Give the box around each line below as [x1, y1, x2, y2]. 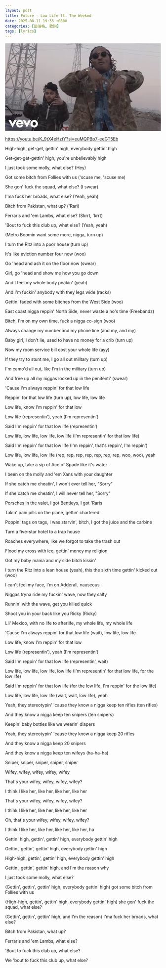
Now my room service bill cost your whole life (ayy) [5, 347, 110, 352]
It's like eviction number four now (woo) [5, 251, 86, 257]
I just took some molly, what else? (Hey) [5, 165, 86, 171]
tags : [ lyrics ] [5, 29, 37, 34]
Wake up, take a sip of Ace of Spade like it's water [5, 461, 108, 467]
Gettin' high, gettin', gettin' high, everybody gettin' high [5, 836, 118, 842]
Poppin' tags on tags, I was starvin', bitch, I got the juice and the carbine [5, 519, 152, 525]
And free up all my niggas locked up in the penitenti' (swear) [5, 375, 128, 381]
